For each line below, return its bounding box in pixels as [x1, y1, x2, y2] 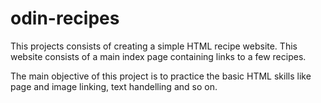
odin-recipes [10, 7, 120, 30]
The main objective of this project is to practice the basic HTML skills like [10, 70, 312, 82]
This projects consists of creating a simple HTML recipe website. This [10, 40, 298, 52]
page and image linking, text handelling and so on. [10, 80, 218, 92]
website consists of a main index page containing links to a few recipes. [10, 50, 307, 62]
